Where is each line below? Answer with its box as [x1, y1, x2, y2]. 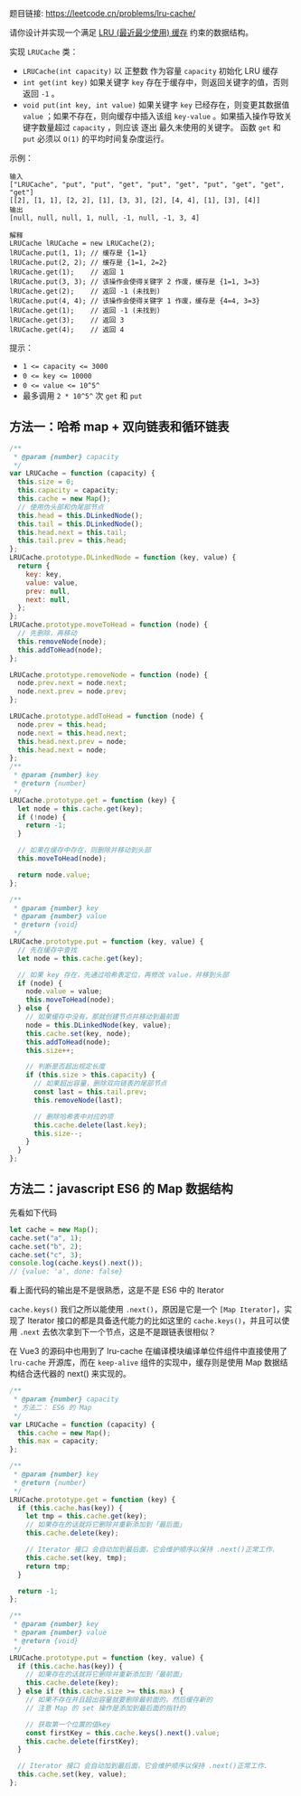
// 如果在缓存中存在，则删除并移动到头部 [17, 846, 151, 855]
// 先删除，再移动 [17, 629, 78, 638]
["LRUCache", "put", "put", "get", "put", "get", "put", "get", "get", [9, 180, 285, 189]
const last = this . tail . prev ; [33, 1087, 147, 1096]
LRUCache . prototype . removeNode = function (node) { [9, 670, 208, 680]
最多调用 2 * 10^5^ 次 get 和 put [22, 390, 143, 400]
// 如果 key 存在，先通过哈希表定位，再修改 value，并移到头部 [17, 970, 230, 979]
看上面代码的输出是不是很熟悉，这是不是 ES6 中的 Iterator [9, 1284, 224, 1295]
